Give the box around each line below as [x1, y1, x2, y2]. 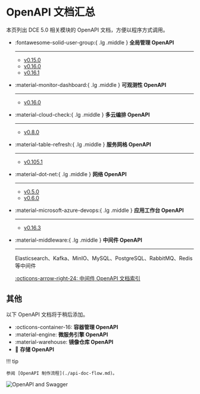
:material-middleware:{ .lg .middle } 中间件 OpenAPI [14, 236, 143, 243]
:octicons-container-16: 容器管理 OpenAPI [14, 323, 118, 330]
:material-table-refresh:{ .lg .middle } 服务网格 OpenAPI [14, 140, 151, 148]
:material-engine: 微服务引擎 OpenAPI [14, 331, 108, 338]
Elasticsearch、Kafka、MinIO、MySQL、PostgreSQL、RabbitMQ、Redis [14, 254, 193, 262]
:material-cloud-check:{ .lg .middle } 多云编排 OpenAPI [14, 111, 150, 118]
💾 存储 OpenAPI [14, 346, 55, 353]
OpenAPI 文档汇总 [6, 5, 95, 19]
